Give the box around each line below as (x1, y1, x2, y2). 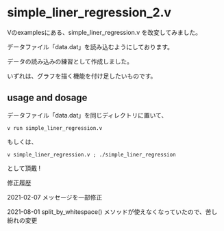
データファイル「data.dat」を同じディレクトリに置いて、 (7, 111, 168, 119)
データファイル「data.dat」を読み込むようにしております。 (7, 42, 173, 51)
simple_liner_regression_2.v (7, 5, 172, 21)
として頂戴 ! (7, 164, 41, 172)
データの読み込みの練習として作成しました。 (7, 57, 134, 66)
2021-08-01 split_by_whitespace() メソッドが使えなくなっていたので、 (7, 207, 206, 216)
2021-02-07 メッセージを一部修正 (7, 193, 103, 201)
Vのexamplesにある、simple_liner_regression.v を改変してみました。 (7, 28, 202, 36)
